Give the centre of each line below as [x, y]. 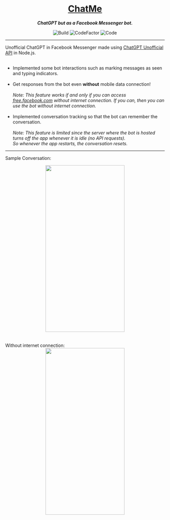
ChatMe [85, 9]
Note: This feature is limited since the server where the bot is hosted [84, 133]
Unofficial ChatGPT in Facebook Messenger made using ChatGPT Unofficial [84, 47]
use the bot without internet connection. [54, 106]
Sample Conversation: [28, 158]
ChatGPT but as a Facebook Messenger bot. [85, 23]
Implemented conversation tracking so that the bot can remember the [85, 116]
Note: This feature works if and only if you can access [69, 95]
